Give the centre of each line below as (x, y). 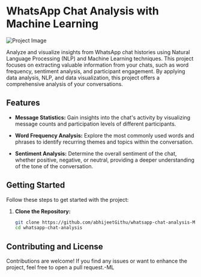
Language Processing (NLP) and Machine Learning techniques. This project (100, 58)
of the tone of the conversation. (54, 166)
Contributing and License (55, 247)
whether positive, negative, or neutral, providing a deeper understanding (105, 160)
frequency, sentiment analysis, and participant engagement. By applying (96, 71)
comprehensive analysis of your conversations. (64, 84)
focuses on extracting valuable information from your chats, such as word (97, 65)
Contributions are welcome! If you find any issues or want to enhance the (97, 261)
